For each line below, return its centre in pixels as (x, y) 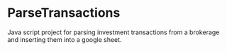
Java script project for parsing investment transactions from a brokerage (113, 32)
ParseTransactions (64, 13)
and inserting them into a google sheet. (65, 39)
